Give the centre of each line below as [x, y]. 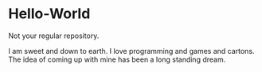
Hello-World [49, 14]
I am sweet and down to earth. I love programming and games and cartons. [131, 51]
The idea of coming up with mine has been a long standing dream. [117, 59]
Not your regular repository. [54, 36]
